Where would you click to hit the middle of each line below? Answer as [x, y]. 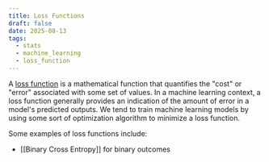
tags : [17, 38]
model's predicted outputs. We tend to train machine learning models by [128, 109]
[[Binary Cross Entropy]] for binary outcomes [95, 149]
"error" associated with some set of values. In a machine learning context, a [134, 92]
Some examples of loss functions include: [78, 133]
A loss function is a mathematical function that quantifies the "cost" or [125, 83]
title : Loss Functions [46, 16]
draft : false [30, 23]
